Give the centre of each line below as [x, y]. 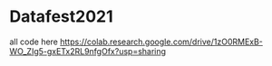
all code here [34, 42]
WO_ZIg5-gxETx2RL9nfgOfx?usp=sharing [87, 51]
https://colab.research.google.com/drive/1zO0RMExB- [161, 42]
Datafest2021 [61, 17]
